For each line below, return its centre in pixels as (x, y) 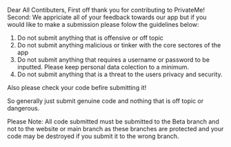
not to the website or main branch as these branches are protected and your (115, 129)
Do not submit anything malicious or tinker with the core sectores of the (119, 45)
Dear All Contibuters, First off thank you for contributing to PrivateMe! (106, 10)
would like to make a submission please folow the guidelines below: (103, 24)
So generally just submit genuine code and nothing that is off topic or (106, 101)
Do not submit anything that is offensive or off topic (90, 38)
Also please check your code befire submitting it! (77, 88)
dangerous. (23, 108)
